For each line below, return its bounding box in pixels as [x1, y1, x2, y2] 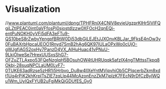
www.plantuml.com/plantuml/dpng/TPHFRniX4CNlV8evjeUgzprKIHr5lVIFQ [8, 20, 161, 26]
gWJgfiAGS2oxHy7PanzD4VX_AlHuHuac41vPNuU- [5, 46, 110, 52]
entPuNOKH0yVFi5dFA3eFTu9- [5, 30, 70, 36]
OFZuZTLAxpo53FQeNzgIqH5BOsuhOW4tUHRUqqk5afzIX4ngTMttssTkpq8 [5, 57, 160, 63]
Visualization [5, 3, 60, 15]
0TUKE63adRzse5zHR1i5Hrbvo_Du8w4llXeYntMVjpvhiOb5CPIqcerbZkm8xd [5, 67, 161, 73]
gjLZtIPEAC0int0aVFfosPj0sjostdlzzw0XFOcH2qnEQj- [5, 25, 115, 31]
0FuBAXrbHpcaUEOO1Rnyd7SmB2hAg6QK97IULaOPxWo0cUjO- [5, 41, 138, 47]
